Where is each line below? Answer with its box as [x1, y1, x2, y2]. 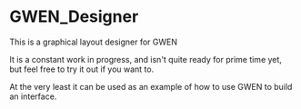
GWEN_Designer [9, 6, 139, 27]
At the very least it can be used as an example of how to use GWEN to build [9, 81, 293, 92]
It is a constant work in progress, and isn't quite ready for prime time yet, [9, 54, 282, 64]
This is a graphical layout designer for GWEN [9, 36, 177, 47]
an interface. [9, 91, 57, 102]
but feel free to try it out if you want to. [9, 64, 155, 74]
